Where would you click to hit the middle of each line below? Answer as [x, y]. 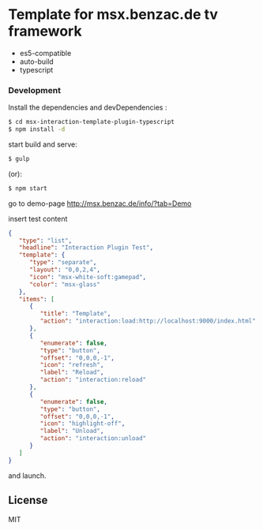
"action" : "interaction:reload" [93, 380]
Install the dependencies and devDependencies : [88, 107]
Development [35, 90]
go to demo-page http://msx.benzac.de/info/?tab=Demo [100, 203]
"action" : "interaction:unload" [93, 439]
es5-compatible [45, 53]
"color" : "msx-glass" [65, 284]
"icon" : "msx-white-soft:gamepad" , [88, 277]
